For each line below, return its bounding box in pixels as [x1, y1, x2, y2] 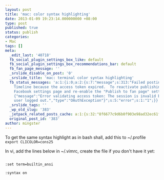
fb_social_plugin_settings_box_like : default [9, 57, 104, 62]
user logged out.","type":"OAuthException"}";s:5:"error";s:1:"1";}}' [14, 98, 161, 103]
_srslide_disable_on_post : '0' [9, 71, 73, 76]
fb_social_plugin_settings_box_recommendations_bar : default [9, 62, 137, 67]
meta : [5, 48, 16, 53]
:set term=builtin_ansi [5, 162, 54, 167]
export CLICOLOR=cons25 [5, 139, 54, 144]
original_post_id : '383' [9, 116, 60, 121]
